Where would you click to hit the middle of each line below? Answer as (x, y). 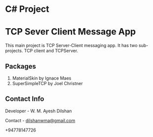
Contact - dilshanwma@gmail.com (40, 120)
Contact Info (25, 99)
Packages (20, 66)
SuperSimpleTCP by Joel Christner (47, 83)
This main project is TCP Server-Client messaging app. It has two (71, 46)
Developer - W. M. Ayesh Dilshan (38, 111)
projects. (14, 51)
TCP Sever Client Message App (71, 32)
